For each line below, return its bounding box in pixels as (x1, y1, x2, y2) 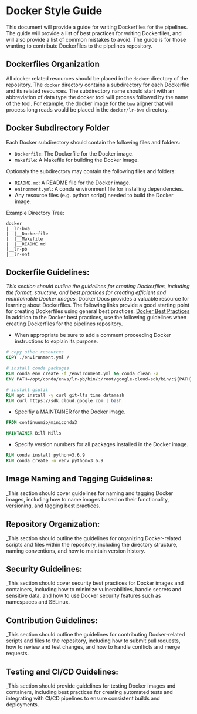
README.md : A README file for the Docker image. (14, 179, 131, 186)
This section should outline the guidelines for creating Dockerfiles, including (6, 283, 190, 290)
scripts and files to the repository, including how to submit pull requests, (6, 637, 181, 644)
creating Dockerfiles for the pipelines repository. (6, 320, 123, 327)
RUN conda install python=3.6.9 (6, 452, 85, 459)
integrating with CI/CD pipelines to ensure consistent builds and (6, 695, 160, 702)
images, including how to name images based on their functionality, (6, 496, 169, 503)
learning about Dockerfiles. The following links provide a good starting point (6, 301, 190, 309)
